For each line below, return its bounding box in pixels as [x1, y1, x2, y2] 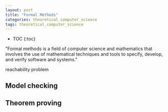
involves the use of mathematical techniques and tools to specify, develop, [5, 51, 163, 57]
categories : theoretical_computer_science [5, 17, 97, 22]
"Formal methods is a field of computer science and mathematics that [5, 46, 153, 52]
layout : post [5, 7, 33, 13]
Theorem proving [5, 99, 62, 107]
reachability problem [5, 66, 49, 73]
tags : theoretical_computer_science [5, 21, 83, 27]
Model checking [5, 81, 58, 90]
